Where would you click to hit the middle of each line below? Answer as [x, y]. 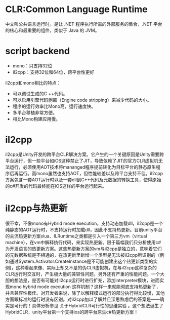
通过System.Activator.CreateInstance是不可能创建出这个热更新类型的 [81, 261]
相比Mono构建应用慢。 [36, 119]
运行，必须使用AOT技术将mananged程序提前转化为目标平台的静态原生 [83, 167]
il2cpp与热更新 [36, 208]
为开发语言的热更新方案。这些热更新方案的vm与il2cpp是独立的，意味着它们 [83, 249]
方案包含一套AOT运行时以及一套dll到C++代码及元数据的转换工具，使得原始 [83, 179]
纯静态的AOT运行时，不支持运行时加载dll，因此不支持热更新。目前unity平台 [84, 229]
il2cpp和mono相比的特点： [33, 83]
